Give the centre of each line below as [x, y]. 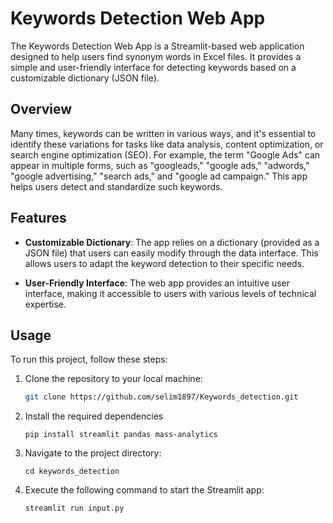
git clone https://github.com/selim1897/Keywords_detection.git [161, 397]
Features [38, 218]
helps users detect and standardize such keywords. [116, 186]
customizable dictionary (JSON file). [85, 78]
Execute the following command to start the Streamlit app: [144, 490]
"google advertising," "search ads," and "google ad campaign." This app [159, 176]
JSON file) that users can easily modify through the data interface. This [171, 253]
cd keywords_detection [72, 472]
